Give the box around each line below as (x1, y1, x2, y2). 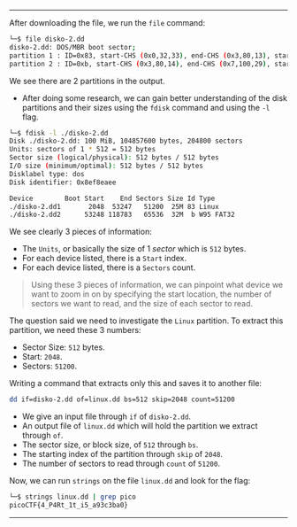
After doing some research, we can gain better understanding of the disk (21, 92, 287, 103)
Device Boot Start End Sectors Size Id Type (9, 194, 216, 203)
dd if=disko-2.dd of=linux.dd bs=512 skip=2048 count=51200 (9, 395, 236, 404)
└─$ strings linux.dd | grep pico (9, 492, 137, 501)
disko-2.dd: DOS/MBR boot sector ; (9, 43, 137, 51)
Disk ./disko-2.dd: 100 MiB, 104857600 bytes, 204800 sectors (9, 136, 243, 146)
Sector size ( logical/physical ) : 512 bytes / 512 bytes (9, 153, 219, 162)
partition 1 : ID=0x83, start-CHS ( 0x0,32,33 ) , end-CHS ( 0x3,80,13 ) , (9, 50, 271, 60)
